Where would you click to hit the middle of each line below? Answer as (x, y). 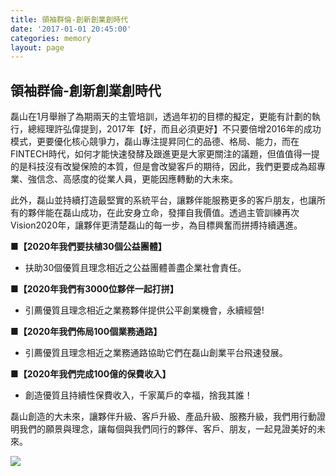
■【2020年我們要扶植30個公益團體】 (88, 247)
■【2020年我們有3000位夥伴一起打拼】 (94, 289)
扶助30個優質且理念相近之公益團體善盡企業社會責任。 (135, 268)
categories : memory (51, 38)
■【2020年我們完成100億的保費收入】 (91, 374)
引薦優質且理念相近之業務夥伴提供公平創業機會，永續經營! (144, 310)
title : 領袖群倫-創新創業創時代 (69, 19)
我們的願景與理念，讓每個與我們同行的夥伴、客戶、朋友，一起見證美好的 (167, 429)
